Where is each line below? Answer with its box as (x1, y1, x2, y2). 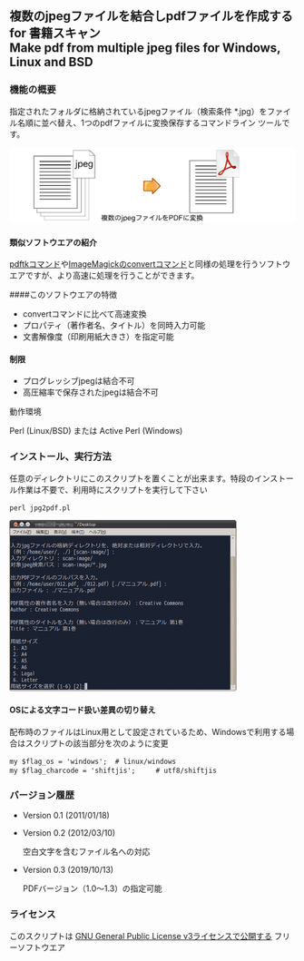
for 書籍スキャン (9, 25, 102, 41)
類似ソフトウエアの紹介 (9, 237, 97, 248)
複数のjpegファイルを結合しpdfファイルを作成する (9, 8, 293, 25)
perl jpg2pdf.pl (9, 503, 71, 513)
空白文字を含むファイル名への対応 (22, 847, 151, 858)
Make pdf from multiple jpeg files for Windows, (9, 40, 281, 56)
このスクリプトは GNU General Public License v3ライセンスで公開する (9, 930, 272, 941)
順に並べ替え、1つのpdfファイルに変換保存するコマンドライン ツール (25, 117, 282, 128)
